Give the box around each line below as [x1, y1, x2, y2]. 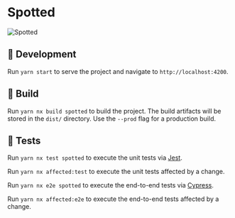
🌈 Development [7, 48, 77, 60]
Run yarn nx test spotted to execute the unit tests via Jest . [7, 153, 182, 162]
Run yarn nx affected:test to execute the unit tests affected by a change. [7, 168, 225, 176]
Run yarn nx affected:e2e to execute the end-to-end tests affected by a [7, 195, 219, 203]
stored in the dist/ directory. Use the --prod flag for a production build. [7, 114, 217, 123]
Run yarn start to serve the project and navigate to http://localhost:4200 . [7, 67, 229, 75]
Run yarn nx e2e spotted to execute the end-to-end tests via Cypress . [7, 181, 214, 190]
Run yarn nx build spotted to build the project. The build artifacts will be [7, 107, 222, 115]
